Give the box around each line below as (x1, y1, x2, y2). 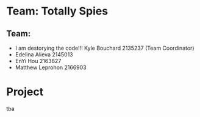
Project (6, 85, 44, 99)
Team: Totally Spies (6, 4, 109, 18)
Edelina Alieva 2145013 (15, 51, 73, 58)
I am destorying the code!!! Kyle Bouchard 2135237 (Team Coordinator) (15, 44, 195, 52)
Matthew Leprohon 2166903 (15, 64, 87, 71)
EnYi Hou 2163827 (15, 58, 62, 64)
